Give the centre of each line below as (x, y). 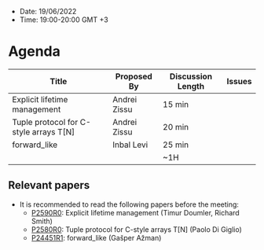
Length (191, 86)
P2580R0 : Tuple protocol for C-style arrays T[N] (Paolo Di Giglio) (136, 229)
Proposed (134, 76)
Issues (239, 81)
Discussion (191, 76)
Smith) (42, 221)
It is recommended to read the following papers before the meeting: (129, 204)
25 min (176, 145)
